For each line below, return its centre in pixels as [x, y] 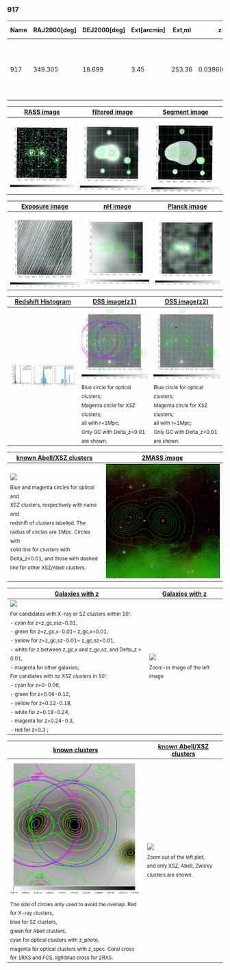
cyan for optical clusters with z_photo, [54, 940]
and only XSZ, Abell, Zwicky [179, 866]
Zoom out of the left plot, [176, 857]
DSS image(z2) [187, 302]
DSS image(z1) [115, 302]
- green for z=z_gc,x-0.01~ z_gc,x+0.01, [59, 632]
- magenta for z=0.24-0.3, [42, 721]
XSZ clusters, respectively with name [53, 505]
